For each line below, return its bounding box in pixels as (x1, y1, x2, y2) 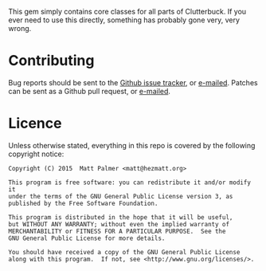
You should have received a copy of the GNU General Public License (8, 248, 241, 256)
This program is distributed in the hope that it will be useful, (8, 213, 233, 222)
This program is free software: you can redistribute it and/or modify (8, 179, 251, 187)
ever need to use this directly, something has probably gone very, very (8, 15, 241, 25)
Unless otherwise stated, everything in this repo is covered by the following (8, 140, 256, 150)
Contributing (8, 52, 95, 70)
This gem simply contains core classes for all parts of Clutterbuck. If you (8, 7, 247, 16)
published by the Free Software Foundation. (8, 199, 158, 207)
